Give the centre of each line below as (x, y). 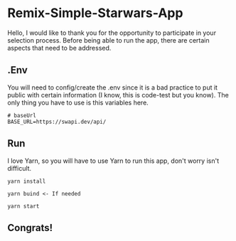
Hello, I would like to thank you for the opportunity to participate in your (112, 33)
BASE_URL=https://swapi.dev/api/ (57, 122)
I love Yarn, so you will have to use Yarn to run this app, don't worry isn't (113, 161)
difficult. (20, 168)
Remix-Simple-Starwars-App (95, 13)
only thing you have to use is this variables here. (78, 102)
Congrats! (30, 228)
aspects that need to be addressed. (59, 48)
